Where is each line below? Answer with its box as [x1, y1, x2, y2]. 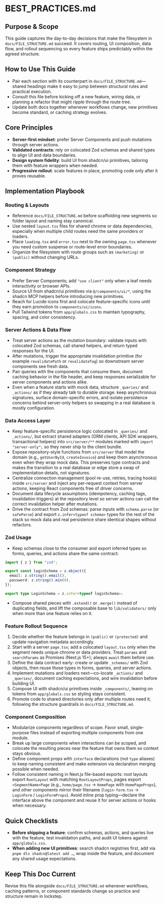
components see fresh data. [12, 363, 69, 369]
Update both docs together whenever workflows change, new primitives [12, 104, 158, 110]
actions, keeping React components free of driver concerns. [12, 485, 134, 492]
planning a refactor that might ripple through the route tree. [12, 99, 131, 105]
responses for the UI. [12, 348, 55, 354]
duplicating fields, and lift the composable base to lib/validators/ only [12, 605, 157, 611]
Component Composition [5, 713, 66, 720]
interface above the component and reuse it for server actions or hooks [12, 797, 156, 803]
